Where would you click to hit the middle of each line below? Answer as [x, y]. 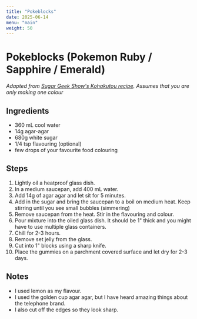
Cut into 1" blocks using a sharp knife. [61, 245]
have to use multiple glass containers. [61, 226]
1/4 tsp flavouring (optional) [48, 144]
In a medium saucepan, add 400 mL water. [66, 189]
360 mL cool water [37, 125]
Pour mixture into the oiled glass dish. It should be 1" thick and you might [103, 220]
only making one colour [35, 93]
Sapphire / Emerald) [56, 70]
